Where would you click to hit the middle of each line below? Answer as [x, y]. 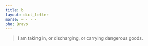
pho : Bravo [17, 24]
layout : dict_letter [27, 15]
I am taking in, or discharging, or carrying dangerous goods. [80, 38]
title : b [14, 10]
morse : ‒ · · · [21, 19]
